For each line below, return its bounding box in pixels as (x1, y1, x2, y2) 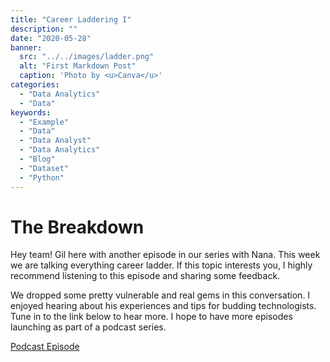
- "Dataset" (19, 163, 70, 173)
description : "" (10, 24, 78, 34)
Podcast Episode (10, 341, 80, 353)
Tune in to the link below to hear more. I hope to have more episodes (10, 311, 293, 323)
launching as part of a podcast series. (10, 321, 167, 333)
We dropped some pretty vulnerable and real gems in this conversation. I (10, 289, 311, 301)
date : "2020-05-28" (10, 33, 92, 43)
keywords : (10, 107, 52, 118)
